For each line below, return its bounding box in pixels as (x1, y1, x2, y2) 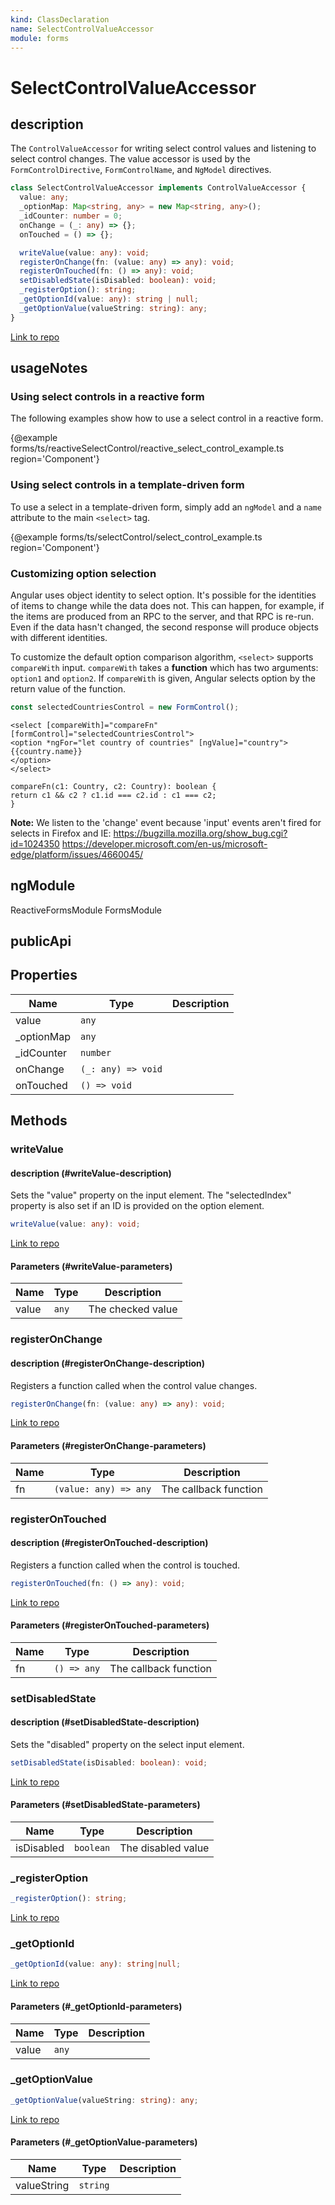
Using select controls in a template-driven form (10, 478, 245, 492)
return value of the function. (10, 682, 127, 695)
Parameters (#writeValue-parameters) (10, 1260, 173, 1272)
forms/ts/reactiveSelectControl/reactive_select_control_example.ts (10, 442, 285, 455)
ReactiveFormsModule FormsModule (10, 904, 163, 916)
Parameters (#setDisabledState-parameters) (10, 1799, 201, 1811)
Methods (10, 1112, 68, 1130)
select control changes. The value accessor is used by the (10, 153, 251, 165)
